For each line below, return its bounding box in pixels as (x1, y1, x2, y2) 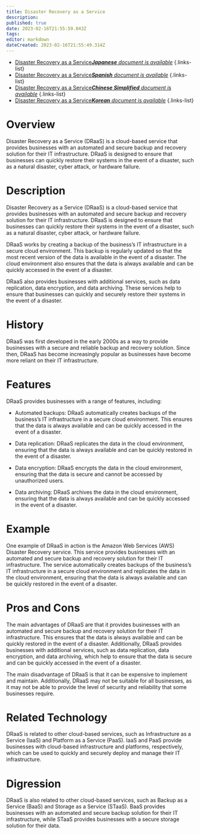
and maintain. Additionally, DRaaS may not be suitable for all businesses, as (6, 677, 192, 684)
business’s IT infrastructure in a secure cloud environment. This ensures (14, 416, 193, 423)
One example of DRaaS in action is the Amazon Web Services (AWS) (6, 542, 175, 549)
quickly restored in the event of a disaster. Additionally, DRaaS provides (6, 640, 182, 647)
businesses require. (6, 690, 55, 697)
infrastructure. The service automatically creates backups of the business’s (6, 561, 192, 568)
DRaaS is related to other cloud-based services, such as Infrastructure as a (6, 730, 191, 738)
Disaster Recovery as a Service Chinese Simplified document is (14, 84, 172, 91)
